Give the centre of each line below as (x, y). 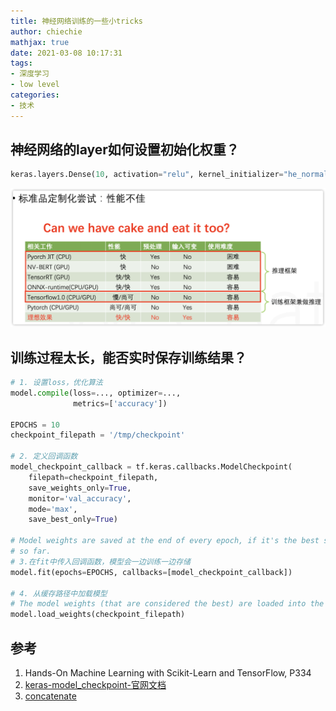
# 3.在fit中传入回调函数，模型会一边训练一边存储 (100, 561)
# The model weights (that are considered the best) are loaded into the (167, 604)
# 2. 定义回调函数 (44, 456)
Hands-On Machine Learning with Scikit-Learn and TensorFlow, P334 (168, 673)
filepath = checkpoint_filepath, (93, 477)
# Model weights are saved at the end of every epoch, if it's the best (165, 541)
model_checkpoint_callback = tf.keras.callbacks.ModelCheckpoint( (151, 467)
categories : (35, 95)
